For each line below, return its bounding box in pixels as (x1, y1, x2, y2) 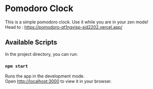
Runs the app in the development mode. (5, 73, 85, 79)
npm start (5, 63, 28, 69)
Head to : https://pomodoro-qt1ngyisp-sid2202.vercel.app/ (5, 24, 122, 30)
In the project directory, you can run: (5, 51, 78, 57)
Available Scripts (5, 38, 57, 47)
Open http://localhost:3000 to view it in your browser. (5, 78, 112, 84)
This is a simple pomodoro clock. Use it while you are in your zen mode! (5, 19, 149, 25)
